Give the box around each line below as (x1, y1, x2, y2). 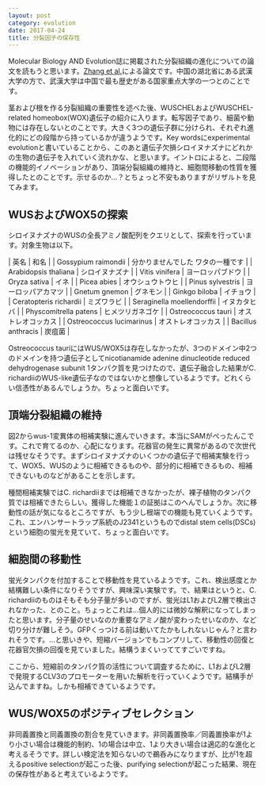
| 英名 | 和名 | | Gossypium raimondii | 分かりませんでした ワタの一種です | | (8, 257, 253, 266)
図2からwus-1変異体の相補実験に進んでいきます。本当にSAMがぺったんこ (8, 431, 248, 440)
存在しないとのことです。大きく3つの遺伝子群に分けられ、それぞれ (28, 123, 248, 132)
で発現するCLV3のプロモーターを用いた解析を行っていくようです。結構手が (8, 671, 254, 681)
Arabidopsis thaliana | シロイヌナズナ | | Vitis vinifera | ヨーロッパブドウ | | (8, 267, 251, 277)
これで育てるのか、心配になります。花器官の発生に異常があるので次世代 (21, 441, 256, 451)
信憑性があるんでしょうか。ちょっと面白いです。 (14, 383, 174, 393)
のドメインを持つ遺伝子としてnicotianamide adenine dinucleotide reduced (8, 354, 251, 363)
